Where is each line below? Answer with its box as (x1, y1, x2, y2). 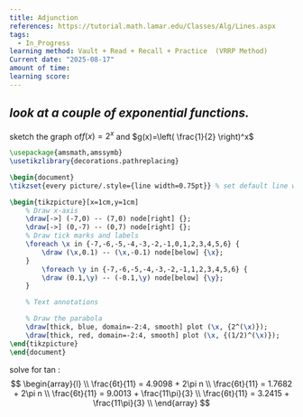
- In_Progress (17, 38, 70, 48)
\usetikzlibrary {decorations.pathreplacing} (9, 157, 179, 166)
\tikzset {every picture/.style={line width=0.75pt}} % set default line (9, 181, 289, 190)
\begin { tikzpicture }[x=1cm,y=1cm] (9, 198, 140, 207)
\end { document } (9, 347, 67, 357)
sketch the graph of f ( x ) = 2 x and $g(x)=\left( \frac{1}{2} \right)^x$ (9, 129, 254, 142)
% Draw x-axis (25, 206, 78, 215)
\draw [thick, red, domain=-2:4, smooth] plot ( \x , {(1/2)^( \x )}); (25, 330, 280, 339)
